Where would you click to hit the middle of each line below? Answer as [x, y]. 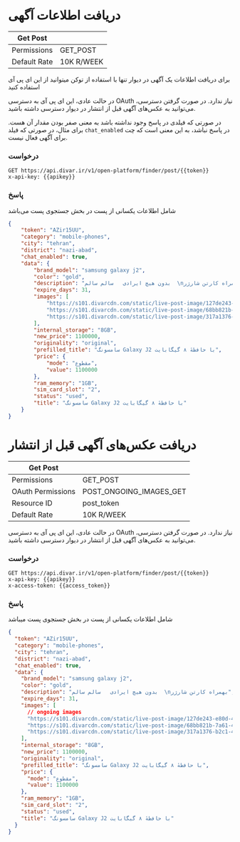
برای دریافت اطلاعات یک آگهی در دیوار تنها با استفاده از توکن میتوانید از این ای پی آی [119, 79]
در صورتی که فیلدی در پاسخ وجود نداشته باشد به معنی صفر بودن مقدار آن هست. [115, 122]
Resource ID [32, 502]
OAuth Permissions [44, 491]
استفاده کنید [24, 86]
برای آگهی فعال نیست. [38, 137]
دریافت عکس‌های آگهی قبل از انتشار [102, 445]
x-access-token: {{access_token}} [59, 586]
